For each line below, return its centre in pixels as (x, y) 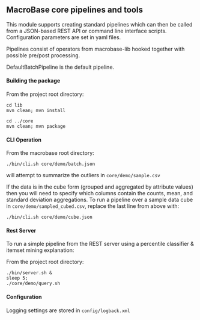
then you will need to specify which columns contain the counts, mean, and (100, 193)
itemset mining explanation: (40, 250)
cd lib (14, 105)
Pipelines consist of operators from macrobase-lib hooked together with (95, 49)
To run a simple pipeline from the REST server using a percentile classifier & (100, 244)
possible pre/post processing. (43, 55)
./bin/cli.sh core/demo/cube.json (50, 217)
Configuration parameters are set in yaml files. (64, 37)
